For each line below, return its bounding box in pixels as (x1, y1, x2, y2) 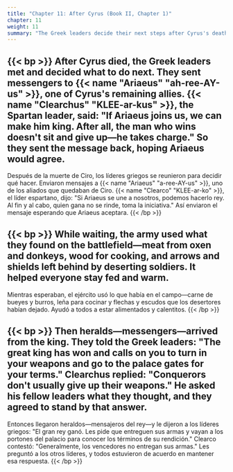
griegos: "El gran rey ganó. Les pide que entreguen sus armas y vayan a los (7, 427, 224, 435)
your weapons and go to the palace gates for (7, 358, 205, 370)
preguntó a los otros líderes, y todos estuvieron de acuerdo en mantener (7, 449, 214, 457)
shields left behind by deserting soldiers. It (7, 261, 196, 273)
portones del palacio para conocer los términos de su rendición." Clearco (7, 434, 216, 443)
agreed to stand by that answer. (7, 401, 148, 414)
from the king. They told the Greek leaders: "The (7, 336, 221, 348)
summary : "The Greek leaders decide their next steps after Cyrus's (7, 29, 209, 37)
